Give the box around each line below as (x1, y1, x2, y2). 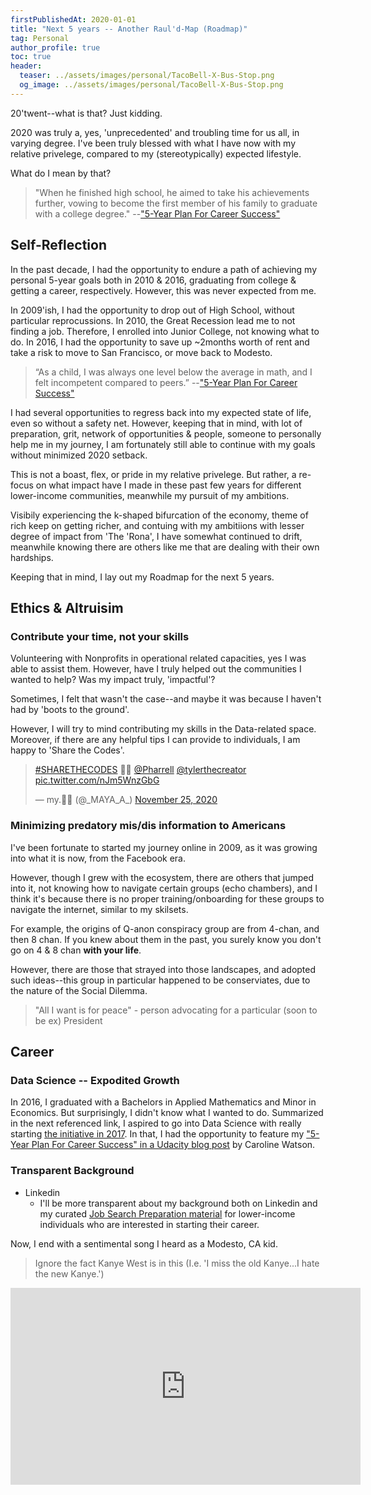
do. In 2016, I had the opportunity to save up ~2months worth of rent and (10, 336, 310, 348)
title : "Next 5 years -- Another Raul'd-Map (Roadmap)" (10, 24, 248, 34)
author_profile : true (10, 42, 101, 53)
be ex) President (34, 1014, 103, 1026)
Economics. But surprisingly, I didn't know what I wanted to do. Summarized (10, 1107, 324, 1119)
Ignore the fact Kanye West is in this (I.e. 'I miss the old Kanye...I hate (34, 1257, 320, 1269)
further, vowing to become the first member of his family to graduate (34, 197, 318, 209)
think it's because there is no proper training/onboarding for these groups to (10, 892, 325, 905)
